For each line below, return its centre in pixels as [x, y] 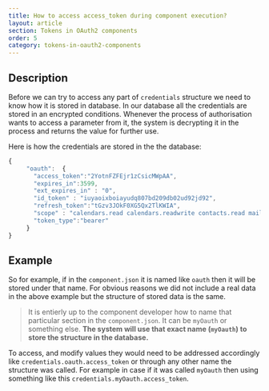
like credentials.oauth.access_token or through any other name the [120, 361]
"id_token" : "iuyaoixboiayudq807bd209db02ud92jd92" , [125, 198]
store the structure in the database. [88, 337]
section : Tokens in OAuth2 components [73, 30]
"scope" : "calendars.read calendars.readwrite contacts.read [139, 213]
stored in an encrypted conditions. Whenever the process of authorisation [130, 114]
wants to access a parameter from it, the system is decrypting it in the [124, 122]
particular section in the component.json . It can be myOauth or [127, 321]
